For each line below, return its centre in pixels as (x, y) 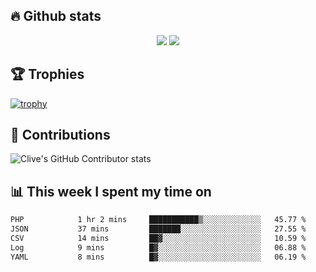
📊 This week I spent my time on (111, 191)
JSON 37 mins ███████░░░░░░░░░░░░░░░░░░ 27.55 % (158, 229)
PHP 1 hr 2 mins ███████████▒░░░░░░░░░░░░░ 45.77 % (158, 220)
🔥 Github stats (56, 16)
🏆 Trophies (47, 74)
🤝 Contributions (60, 135)
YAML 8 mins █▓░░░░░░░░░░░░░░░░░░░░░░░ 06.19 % (158, 257)
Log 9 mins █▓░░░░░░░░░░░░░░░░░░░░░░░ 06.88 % (158, 247)
